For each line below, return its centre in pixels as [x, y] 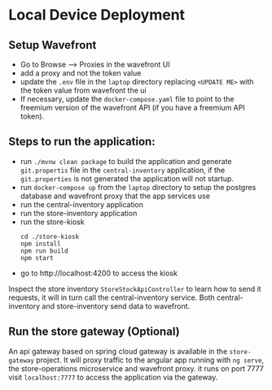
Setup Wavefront [53, 45]
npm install [40, 244]
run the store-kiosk [52, 222]
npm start [37, 258]
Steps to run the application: [82, 142]
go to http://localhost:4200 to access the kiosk [99, 273]
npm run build [44, 251]
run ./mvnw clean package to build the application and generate [126, 161]
